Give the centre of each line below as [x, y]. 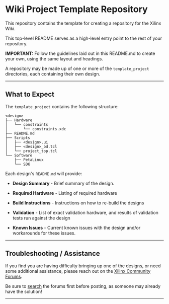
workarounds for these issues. [44, 233]
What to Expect [30, 94]
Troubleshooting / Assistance [53, 253]
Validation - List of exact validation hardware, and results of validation [85, 212]
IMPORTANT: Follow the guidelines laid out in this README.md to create [80, 53]
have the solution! [24, 291]
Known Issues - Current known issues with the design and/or [76, 227]
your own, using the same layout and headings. [54, 58]
